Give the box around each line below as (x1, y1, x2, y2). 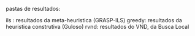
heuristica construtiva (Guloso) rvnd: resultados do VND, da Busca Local (6, 23, 189, 30)
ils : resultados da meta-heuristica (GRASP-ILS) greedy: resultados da (6, 17, 182, 23)
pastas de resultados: (6, 5, 61, 12)
